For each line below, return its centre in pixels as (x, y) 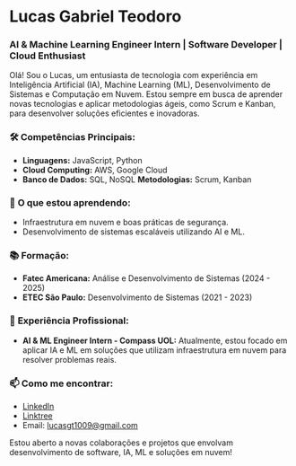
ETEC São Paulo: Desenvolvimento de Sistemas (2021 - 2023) (137, 297)
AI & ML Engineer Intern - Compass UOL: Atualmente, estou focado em (155, 340)
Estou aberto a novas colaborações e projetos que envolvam (121, 443)
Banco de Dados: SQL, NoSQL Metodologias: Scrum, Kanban (137, 179)
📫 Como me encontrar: (61, 383)
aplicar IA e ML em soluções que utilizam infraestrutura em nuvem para (154, 350)
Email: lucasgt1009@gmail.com (80, 425)
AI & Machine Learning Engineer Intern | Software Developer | (146, 45)
